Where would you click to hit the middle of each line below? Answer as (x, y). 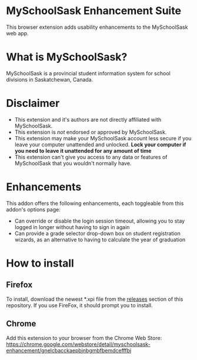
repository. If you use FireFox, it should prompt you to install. (79, 305)
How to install (40, 263)
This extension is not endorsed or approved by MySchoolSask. (91, 132)
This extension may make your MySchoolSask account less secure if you (103, 138)
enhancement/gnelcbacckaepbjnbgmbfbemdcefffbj (69, 350)
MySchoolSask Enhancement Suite (94, 11)
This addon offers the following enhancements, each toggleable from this (95, 203)
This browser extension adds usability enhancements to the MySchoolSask (97, 27)
